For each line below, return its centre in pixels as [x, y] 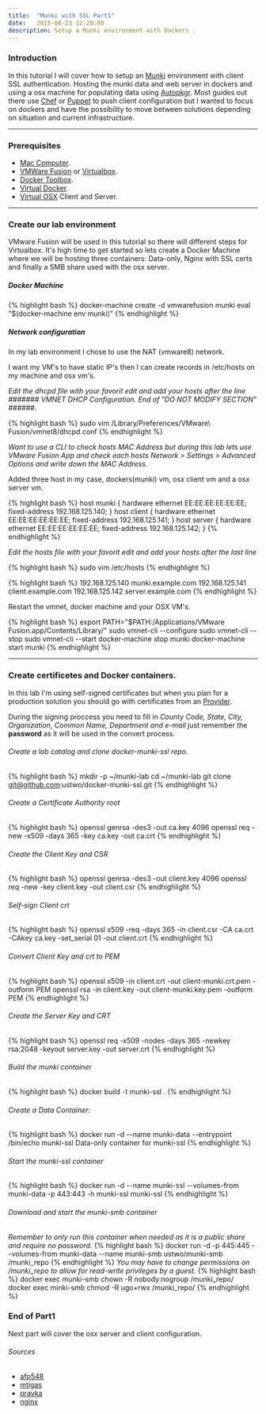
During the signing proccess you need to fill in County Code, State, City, [125, 717]
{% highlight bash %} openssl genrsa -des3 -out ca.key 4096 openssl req [129, 827]
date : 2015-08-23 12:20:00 [56, 23]
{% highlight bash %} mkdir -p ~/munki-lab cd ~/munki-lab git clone [120, 776]
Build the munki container [50, 1067]
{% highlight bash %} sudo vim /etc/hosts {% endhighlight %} [109, 567]
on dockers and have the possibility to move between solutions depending [129, 109]
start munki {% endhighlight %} [59, 647]
